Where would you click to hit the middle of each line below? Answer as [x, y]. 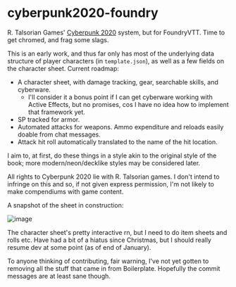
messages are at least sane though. [59, 276]
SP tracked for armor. [49, 119]
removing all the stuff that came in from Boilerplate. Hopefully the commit [114, 268]
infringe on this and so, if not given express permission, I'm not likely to [111, 184]
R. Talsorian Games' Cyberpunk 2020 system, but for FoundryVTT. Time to [116, 32]
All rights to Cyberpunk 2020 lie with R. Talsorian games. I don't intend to [113, 177]
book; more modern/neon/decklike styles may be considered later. [104, 162]
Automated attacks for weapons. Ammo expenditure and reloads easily [120, 127]
